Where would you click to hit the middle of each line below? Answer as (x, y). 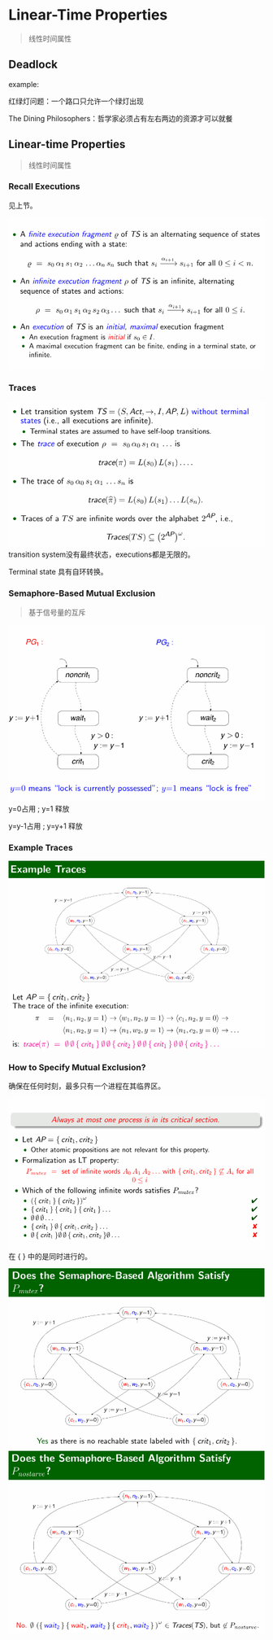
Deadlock (33, 65)
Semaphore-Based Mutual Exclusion (82, 593)
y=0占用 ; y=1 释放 (39, 808)
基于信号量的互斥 (57, 612)
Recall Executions (44, 186)
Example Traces (41, 847)
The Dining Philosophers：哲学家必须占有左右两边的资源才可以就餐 (121, 118)
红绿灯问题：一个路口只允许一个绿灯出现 (76, 101)
